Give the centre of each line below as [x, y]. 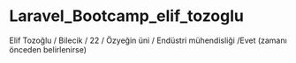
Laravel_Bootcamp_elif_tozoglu [127, 16]
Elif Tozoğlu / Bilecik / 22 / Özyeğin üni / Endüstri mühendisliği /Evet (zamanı [148, 40]
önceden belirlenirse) [48, 49]
